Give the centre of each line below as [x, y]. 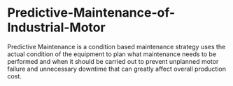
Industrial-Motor [57, 27]
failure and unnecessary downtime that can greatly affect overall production [116, 69]
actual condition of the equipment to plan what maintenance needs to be [112, 54]
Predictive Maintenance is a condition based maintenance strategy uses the [116, 46]
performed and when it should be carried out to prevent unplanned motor [113, 61]
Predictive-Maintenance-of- [91, 13]
